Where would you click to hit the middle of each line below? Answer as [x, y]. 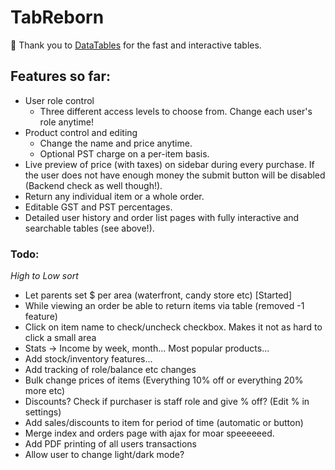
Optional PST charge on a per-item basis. [124, 153]
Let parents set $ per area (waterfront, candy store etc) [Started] [158, 295]
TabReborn [57, 17]
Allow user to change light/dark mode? [104, 455]
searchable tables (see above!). [89, 228]
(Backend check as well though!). [93, 185]
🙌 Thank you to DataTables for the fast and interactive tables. [136, 45]
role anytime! [66, 122]
